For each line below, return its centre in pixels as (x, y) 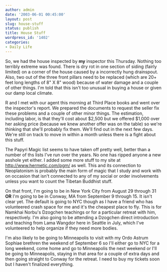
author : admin (20, 10)
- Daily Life (19, 47)
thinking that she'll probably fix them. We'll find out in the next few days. (79, 129)
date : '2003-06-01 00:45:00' (35, 14)
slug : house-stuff (24, 24)
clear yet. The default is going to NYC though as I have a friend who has (79, 201)
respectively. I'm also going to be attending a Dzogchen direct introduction (82, 217)
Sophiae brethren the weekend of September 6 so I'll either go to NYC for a (82, 243)
